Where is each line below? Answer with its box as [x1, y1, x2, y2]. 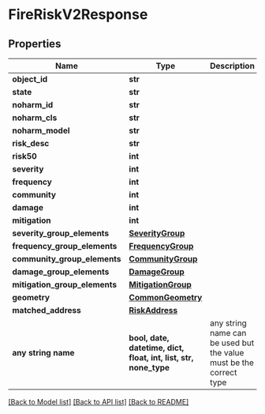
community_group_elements [12, 254, 121, 264]
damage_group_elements [12, 266, 110, 277]
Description [210, 61, 255, 71]
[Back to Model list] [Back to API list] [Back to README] [8, 397, 189, 406]
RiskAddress [129, 305, 178, 315]
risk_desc [12, 138, 50, 149]
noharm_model [12, 125, 70, 136]
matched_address [12, 305, 81, 315]
